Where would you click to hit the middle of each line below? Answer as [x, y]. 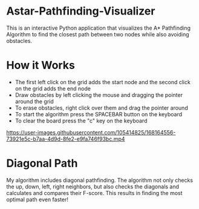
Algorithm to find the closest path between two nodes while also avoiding [98, 34]
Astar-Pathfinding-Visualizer [81, 11]
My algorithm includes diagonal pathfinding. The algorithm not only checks [100, 180]
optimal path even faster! [37, 199]
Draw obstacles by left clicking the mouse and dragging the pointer [99, 95]
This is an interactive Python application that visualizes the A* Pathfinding [98, 28]
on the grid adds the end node [53, 88]
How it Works [41, 65]
